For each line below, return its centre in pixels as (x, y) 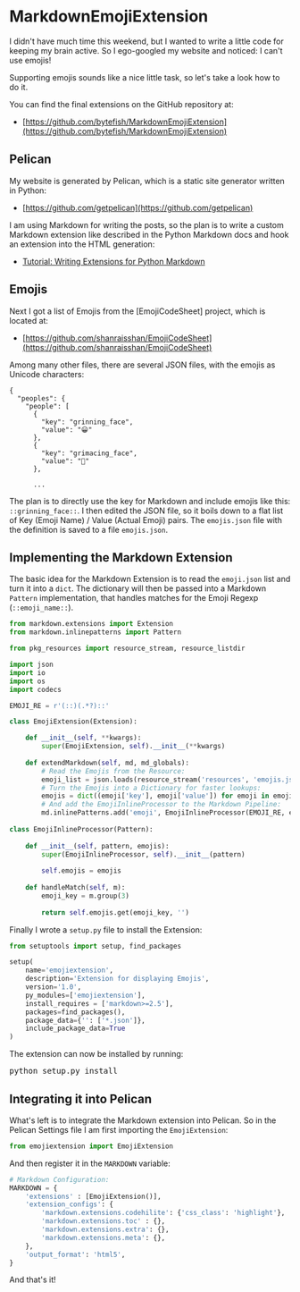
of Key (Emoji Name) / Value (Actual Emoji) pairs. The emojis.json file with (146, 519)
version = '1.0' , (54, 987)
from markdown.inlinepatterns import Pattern (95, 632)
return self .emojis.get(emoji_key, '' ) (116, 912)
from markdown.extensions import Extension (92, 624)
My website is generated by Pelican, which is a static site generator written (147, 181)
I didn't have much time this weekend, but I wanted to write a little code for (146, 41)
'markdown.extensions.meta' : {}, (104, 1237)
